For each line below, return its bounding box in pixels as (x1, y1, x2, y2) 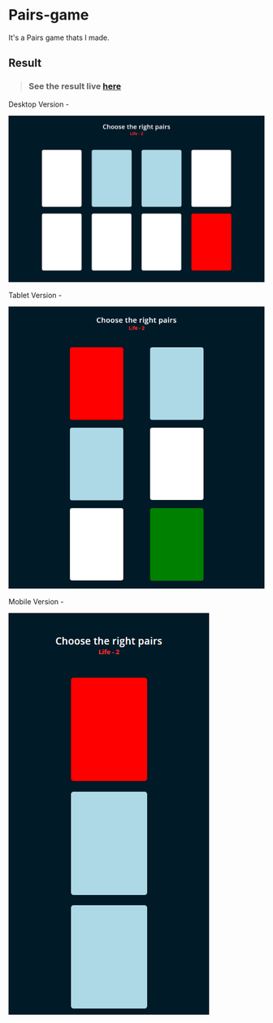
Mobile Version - (8, 597, 64, 607)
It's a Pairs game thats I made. (8, 33, 110, 42)
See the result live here (28, 81, 122, 92)
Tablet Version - (8, 291, 63, 301)
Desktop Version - (8, 99, 69, 109)
